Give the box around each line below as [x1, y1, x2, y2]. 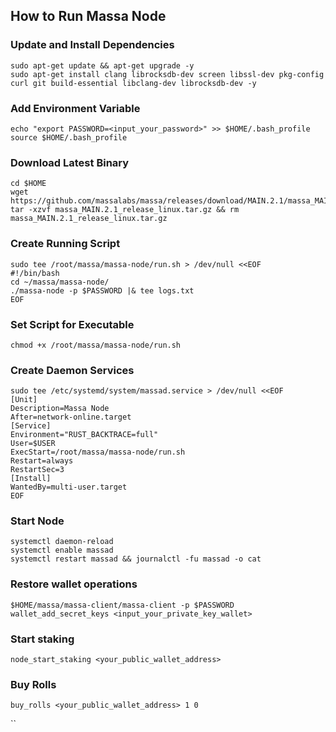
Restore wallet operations [10, 577, 138, 591]
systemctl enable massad [10, 545, 114, 556]
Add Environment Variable [10, 101, 141, 115]
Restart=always [10, 456, 74, 466]
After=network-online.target [10, 412, 132, 423]
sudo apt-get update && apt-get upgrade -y [10, 60, 195, 71]
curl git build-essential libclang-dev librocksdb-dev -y [10, 78, 257, 88]
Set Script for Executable [10, 317, 135, 331]
